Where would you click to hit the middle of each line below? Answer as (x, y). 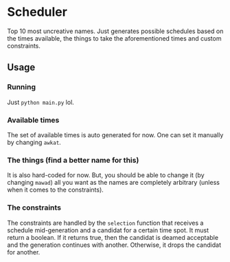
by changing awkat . (34, 142)
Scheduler (37, 12)
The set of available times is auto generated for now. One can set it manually (115, 134)
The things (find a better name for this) (73, 160)
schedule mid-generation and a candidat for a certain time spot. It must (108, 230)
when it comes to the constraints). (56, 190)
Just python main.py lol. (41, 102)
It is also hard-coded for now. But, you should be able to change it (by (106, 175)
